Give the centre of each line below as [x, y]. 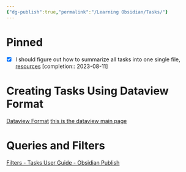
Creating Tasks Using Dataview [88, 91]
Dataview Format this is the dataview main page [67, 121]
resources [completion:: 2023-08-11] [61, 66]
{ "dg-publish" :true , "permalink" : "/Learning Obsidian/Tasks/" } [87, 12]
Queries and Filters [56, 145]
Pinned [24, 42]
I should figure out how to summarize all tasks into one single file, [98, 59]
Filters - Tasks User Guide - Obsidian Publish [63, 162]
